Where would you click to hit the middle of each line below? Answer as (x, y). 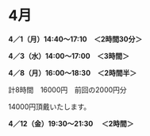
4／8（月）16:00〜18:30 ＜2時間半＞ (73, 72)
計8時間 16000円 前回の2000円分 (67, 89)
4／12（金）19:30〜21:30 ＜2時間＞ (71, 123)
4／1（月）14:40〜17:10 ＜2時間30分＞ (75, 39)
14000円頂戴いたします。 (50, 107)
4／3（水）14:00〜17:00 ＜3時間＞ (69, 56)
